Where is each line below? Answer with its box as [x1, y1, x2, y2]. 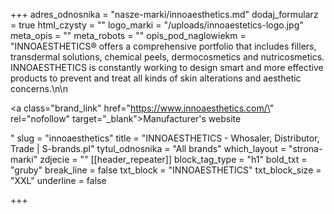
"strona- [288, 143, 323, 154]
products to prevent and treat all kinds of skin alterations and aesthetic [10, 72, 302, 84]
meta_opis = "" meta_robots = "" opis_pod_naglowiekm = [10, 30, 247, 41]
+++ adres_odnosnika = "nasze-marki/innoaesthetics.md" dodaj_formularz [10, 9, 319, 20]
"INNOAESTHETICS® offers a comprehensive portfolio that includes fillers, [10, 40, 317, 52]
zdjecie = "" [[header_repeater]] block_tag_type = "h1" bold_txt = [39, 154, 308, 165]
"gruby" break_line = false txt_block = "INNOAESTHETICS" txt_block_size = [10, 164, 322, 176]
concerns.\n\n [10, 83, 68, 94]
